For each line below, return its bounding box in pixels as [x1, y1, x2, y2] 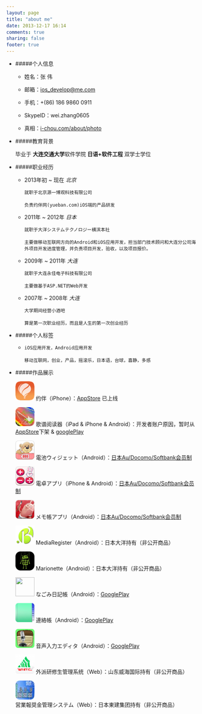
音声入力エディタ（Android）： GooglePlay [35, 642, 140, 650]
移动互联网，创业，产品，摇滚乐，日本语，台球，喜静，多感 [24, 357, 151, 363]
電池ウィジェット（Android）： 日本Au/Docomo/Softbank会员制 [35, 454, 192, 461]
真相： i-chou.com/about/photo [24, 125, 102, 132]
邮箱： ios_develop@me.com [24, 86, 96, 93]
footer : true [6, 42, 39, 48]
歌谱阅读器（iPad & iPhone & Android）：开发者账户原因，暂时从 [35, 421, 195, 428]
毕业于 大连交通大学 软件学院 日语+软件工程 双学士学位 [15, 151, 152, 157]
